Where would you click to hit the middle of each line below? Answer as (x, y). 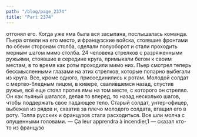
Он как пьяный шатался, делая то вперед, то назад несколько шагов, (93, 96)
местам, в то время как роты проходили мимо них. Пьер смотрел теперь (99, 65)
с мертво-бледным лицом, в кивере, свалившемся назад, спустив (90, 83)
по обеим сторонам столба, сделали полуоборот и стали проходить (92, 46)
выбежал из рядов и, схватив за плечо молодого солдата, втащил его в (96, 109)
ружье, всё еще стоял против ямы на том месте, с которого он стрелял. (97, 90)
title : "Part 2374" (30, 17)
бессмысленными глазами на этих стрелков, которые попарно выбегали (98, 71)
